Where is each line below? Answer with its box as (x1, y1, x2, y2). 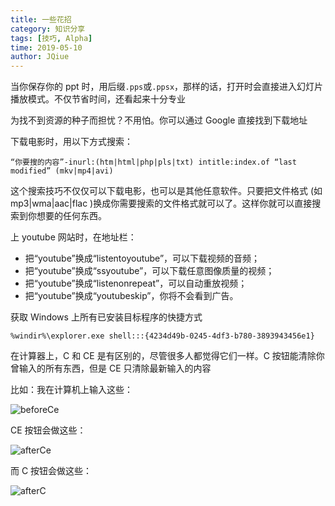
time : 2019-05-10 (10, 42, 83, 53)
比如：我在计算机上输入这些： (10, 384, 133, 396)
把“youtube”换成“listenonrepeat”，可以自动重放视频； (24, 277, 248, 290)
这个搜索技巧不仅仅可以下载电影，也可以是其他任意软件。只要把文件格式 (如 (10, 185, 323, 197)
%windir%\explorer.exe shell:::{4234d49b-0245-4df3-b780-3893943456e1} (10, 331, 315, 341)
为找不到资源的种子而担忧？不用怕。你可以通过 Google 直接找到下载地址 (10, 114, 308, 126)
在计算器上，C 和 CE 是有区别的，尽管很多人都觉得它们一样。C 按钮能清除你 (10, 350, 325, 362)
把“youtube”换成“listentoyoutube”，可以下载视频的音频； (24, 252, 261, 265)
